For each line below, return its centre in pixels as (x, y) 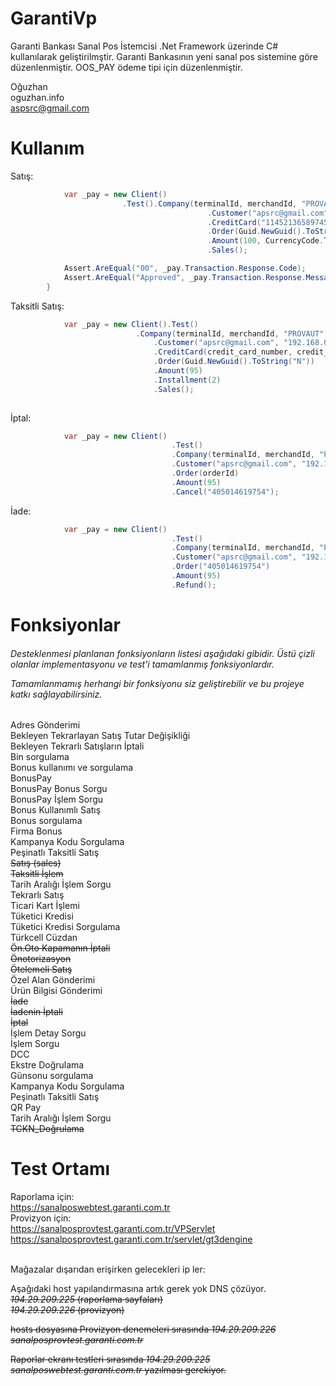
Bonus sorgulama (46, 821)
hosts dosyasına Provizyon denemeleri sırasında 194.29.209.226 (143, 1329)
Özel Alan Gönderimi (53, 980)
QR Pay (26, 1108)
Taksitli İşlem (37, 874)
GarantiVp (54, 18)
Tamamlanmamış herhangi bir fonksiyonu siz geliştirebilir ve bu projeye (157, 683)
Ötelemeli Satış (41, 969)
